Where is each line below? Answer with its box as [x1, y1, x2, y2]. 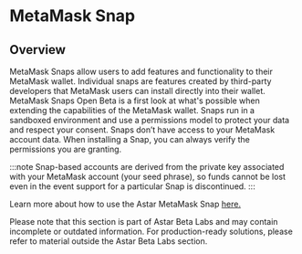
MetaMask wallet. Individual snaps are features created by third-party [9, 76, 272, 87]
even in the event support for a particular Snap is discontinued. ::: [9, 181, 255, 192]
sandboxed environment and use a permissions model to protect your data [9, 115, 290, 125]
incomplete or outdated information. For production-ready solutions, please [9, 226, 294, 237]
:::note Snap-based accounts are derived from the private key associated [9, 162, 285, 172]
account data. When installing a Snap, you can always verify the [9, 134, 251, 144]
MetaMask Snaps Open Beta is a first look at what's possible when [9, 95, 260, 106]
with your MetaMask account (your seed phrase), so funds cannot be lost [9, 171, 286, 182]
